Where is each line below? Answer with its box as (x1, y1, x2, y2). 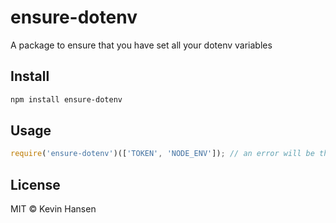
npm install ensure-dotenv (10, 94, 123, 105)
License (10, 176, 61, 193)
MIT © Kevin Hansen (10, 203, 97, 215)
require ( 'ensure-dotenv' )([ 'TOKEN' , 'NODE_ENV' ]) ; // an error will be (10, 149, 315, 159)
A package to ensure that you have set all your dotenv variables (10, 39, 273, 51)
